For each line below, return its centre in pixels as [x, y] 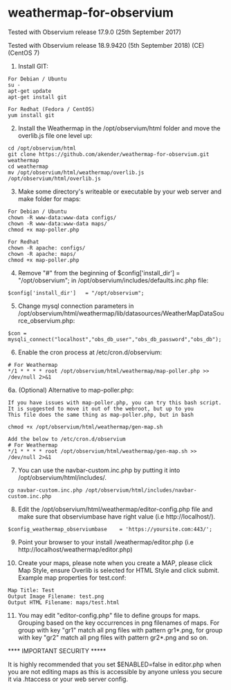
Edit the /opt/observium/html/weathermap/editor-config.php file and [115, 509]
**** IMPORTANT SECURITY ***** [57, 650]
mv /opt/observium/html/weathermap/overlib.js [76, 172]
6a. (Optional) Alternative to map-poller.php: [71, 390]
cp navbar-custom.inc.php [45, 490]
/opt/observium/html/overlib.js [54, 178]
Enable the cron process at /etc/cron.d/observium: [90, 352]
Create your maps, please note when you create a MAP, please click [115, 562]
